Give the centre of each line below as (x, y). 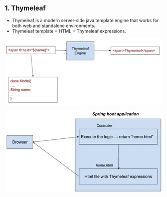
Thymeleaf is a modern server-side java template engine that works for (85, 20)
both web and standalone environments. (54, 26)
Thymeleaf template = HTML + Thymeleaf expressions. (69, 31)
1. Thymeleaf (25, 8)
